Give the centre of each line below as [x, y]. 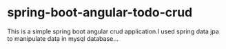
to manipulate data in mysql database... [63, 38]
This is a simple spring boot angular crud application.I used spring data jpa [113, 31]
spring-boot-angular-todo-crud [100, 13]
